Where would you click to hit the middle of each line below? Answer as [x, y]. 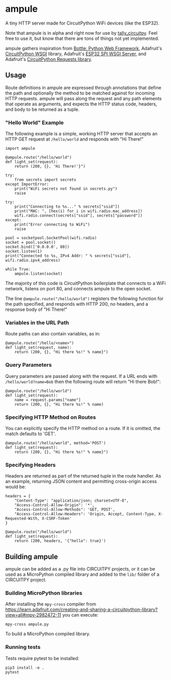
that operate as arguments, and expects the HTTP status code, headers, [81, 104]
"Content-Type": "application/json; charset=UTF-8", [72, 501]
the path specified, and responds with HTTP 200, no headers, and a [77, 304]
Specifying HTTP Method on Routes [51, 417]
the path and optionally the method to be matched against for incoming [80, 93]
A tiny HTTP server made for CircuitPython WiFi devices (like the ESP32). [82, 23]
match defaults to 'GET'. [31, 434]
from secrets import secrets [45, 180]
